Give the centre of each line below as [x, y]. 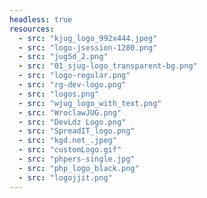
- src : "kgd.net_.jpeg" [67, 141]
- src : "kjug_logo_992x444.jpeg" [88, 38]
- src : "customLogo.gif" [70, 150]
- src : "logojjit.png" [65, 177]
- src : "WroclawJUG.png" [70, 112]
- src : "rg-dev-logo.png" [72, 85]
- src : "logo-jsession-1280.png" [88, 47]
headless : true [41, 19]
